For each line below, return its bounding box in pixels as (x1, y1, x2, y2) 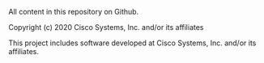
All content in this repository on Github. (8, 7, 139, 16)
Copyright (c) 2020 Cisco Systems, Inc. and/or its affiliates (8, 23, 204, 31)
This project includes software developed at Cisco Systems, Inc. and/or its (8, 38, 257, 48)
